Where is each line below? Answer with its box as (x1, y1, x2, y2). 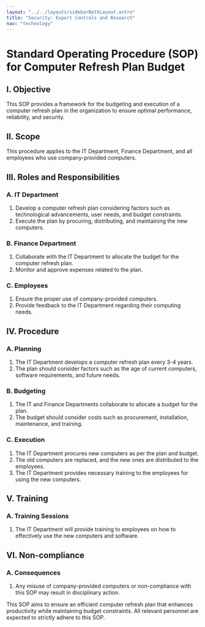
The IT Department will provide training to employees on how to (15, 526, 176, 533)
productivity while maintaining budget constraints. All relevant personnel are (6, 607, 199, 615)
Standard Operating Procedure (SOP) (6, 47, 199, 61)
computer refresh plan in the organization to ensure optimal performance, (6, 107, 192, 114)
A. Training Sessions (6, 512, 69, 520)
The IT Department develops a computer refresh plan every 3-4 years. (15, 358, 193, 366)
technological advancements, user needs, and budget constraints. (15, 210, 182, 218)
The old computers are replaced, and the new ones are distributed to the (15, 456, 199, 463)
